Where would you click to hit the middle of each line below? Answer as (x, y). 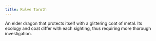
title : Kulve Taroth (26, 9)
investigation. (19, 33)
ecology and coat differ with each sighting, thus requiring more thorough (78, 28)
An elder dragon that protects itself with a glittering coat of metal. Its (74, 23)
